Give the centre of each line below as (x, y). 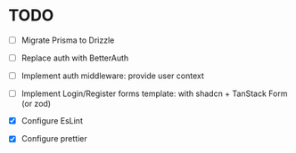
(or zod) (36, 104)
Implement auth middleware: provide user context (112, 76)
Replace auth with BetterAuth (75, 58)
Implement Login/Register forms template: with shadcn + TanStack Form (154, 93)
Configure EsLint (52, 121)
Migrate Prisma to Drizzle (68, 40)
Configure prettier (54, 139)
